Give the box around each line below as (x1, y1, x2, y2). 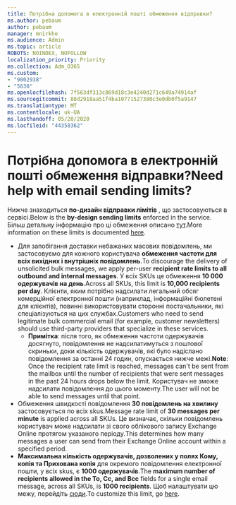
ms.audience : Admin (7, 37, 65, 44)
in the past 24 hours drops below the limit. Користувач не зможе (27, 377, 218, 386)
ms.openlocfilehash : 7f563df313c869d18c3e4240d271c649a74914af (7, 89, 197, 96)
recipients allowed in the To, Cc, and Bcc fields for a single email (17, 475, 208, 483)
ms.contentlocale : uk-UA (7, 109, 80, 116)
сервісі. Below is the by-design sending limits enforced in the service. (7, 213, 212, 222)
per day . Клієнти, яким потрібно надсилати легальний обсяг (17, 287, 199, 295)
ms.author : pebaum (7, 17, 61, 24)
